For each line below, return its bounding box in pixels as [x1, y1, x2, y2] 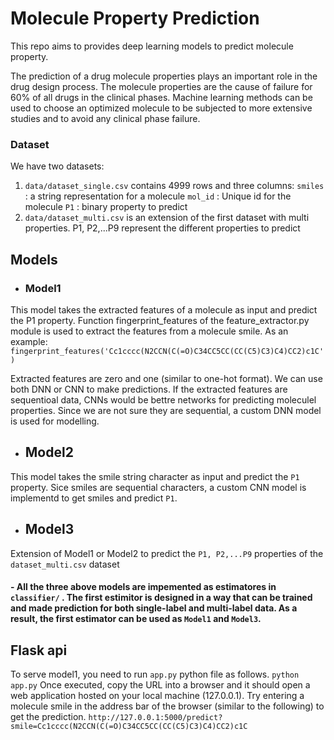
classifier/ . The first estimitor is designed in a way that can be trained [10, 592, 313, 604]
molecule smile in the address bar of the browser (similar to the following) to [10, 700, 325, 712]
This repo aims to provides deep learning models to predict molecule [10, 40, 294, 52]
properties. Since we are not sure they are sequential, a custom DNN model [10, 404, 322, 416]
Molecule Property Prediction [10, 7, 260, 30]
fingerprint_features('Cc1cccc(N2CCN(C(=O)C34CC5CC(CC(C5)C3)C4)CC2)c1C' [10, 346, 325, 356]
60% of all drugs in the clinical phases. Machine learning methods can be [10, 91, 313, 103]
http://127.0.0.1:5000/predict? [88, 712, 223, 722]
